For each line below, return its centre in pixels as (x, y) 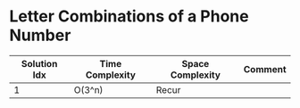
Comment (265, 69)
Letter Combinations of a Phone (129, 17)
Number (40, 35)
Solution (39, 63)
